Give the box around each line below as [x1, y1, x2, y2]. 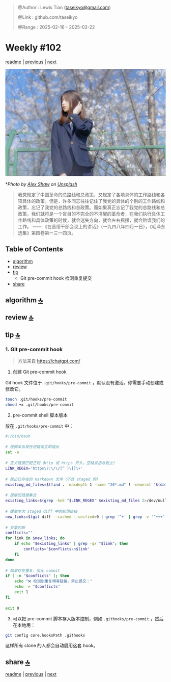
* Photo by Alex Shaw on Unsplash [5, 181, 78, 187]
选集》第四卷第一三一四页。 [17, 229, 76, 236]
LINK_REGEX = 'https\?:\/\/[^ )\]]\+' [5, 466, 83, 471]
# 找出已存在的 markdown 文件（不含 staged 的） [5, 477, 100, 482]
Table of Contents [5, 245, 64, 253]
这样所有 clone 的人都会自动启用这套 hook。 [5, 642, 98, 649]
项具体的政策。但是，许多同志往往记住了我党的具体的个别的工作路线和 [17, 198, 165, 204]
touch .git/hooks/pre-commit [5, 397, 67, 402]
